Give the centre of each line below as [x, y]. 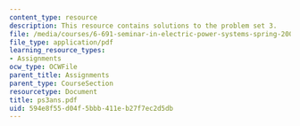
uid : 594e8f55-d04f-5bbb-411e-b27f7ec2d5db [92, 108]
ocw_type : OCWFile [43, 67]
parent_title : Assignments [59, 75]
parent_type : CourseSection [62, 83]
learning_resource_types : [57, 51]
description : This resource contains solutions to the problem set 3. [143, 26]
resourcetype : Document [54, 91]
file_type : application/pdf [62, 42]
